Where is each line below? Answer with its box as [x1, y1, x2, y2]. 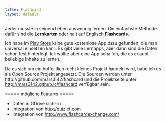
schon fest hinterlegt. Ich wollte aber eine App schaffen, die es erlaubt [5, 50, 149, 57]
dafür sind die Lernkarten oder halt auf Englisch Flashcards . [5, 31, 130, 37]
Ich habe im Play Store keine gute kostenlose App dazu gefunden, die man [5, 40, 158, 46]
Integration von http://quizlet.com [12, 106, 81, 112]
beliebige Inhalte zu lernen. [5, 56, 61, 62]
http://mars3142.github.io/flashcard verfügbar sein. [5, 81, 110, 87]
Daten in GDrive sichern [12, 100, 61, 106]
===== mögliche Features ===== [5, 91, 74, 97]
